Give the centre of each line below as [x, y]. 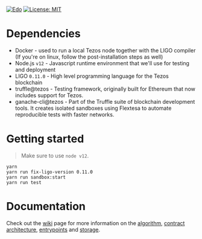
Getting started [45, 139]
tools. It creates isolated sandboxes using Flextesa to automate [93, 108]
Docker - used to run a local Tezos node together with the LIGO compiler [105, 50]
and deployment [35, 69]
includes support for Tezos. [49, 95]
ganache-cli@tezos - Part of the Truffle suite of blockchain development [105, 101]
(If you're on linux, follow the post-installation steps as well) [89, 57]
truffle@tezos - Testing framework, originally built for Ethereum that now [105, 89]
